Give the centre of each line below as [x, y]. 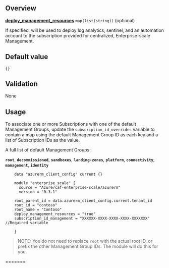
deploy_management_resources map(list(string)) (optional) [70, 20]
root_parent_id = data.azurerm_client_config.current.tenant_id [83, 201]
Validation [21, 84]
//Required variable [27, 223]
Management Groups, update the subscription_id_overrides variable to [80, 129]
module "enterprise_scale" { [45, 183]
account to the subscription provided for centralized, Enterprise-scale [78, 35]
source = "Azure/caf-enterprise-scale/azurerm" [70, 188]
